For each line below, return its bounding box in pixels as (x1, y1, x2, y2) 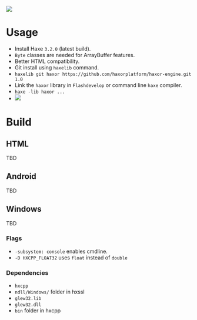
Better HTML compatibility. (14, 58, 80, 65)
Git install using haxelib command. (14, 64, 99, 71)
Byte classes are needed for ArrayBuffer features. (14, 51, 135, 58)
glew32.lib (14, 296, 42, 302)
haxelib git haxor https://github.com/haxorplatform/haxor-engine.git (14, 71, 192, 77)
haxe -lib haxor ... (14, 89, 65, 95)
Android (6, 171, 36, 182)
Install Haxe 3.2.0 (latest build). (14, 45, 91, 52)
